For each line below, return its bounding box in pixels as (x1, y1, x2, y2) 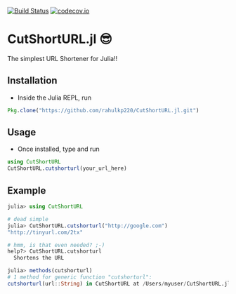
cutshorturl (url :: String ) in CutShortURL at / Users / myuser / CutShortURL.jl (7, 280, 231, 287)
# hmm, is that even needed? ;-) (7, 241, 105, 248)
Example (7, 185, 46, 196)
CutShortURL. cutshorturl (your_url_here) (7, 165, 128, 172)
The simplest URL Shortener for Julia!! (7, 54, 118, 62)
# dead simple (7, 215, 49, 222)
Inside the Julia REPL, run (17, 93, 92, 102)
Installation (7, 74, 58, 87)
